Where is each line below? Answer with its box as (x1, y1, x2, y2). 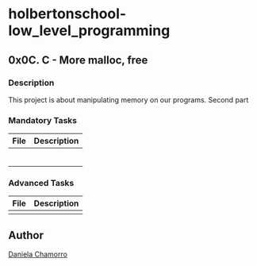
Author (8, 228, 44, 242)
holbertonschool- (8, 5, 127, 23)
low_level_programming (8, 21, 171, 40)
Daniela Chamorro (8, 249, 67, 259)
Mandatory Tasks (8, 114, 78, 125)
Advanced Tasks (8, 178, 75, 189)
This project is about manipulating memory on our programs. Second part (8, 94, 249, 104)
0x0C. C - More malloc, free (8, 53, 148, 67)
